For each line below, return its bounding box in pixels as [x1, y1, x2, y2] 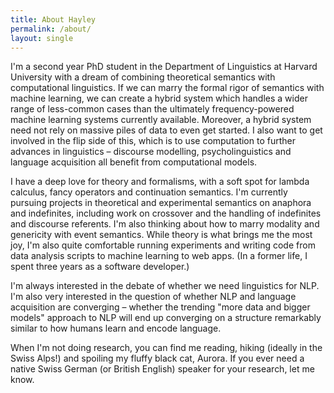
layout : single [10, 33, 74, 43]
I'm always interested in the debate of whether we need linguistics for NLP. [10, 280, 320, 292]
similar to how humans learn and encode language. [10, 322, 222, 335]
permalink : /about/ [10, 24, 92, 34]
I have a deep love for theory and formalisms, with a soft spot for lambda [10, 176, 310, 188]
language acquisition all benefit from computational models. [10, 156, 258, 168]
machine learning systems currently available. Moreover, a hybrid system [10, 114, 312, 126]
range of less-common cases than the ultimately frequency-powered [10, 103, 295, 115]
